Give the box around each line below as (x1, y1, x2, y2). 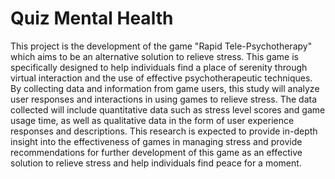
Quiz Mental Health (10, 7, 174, 30)
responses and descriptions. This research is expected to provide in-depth (10, 125, 318, 137)
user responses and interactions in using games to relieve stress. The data (10, 93, 318, 105)
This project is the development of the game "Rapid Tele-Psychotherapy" (10, 40, 313, 52)
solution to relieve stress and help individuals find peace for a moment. (10, 157, 302, 169)
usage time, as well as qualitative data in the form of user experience (10, 114, 295, 126)
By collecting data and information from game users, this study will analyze (10, 82, 320, 94)
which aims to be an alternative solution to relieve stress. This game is (10, 50, 299, 62)
